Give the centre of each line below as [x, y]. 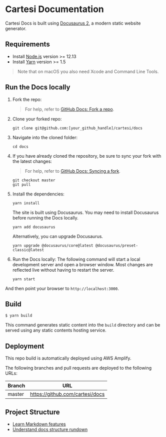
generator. [16, 28]
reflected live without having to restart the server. [63, 270]
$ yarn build [19, 316]
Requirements [27, 44]
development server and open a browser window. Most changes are [83, 264]
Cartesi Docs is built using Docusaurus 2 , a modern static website [73, 23]
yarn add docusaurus [34, 227]
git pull [21, 184]
